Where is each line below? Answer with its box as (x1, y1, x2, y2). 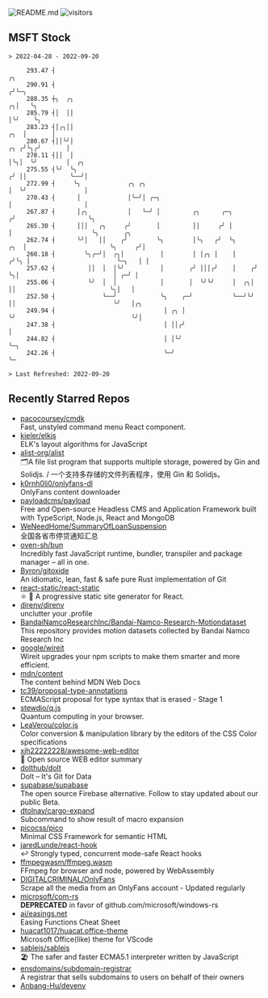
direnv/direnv (19, 599, 65, 609)
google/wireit (19, 642, 65, 653)
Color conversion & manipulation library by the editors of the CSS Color (19, 729, 258, 738)
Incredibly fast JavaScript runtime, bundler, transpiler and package (19, 549, 243, 558)
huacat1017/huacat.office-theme (19, 925, 128, 935)
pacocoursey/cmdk (19, 413, 85, 423)
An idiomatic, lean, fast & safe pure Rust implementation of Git (19, 574, 227, 584)
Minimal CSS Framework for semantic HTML (19, 831, 168, 841)
